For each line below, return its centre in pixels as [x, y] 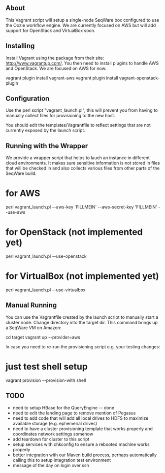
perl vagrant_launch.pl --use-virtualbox [46, 290]
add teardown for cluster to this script [51, 439]
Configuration [28, 99]
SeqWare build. [21, 173]
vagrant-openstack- [139, 78]
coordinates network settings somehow [53, 434]
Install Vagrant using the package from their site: [55, 58]
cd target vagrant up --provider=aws [43, 337]
